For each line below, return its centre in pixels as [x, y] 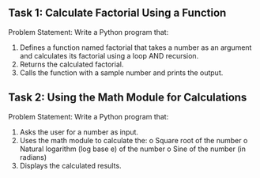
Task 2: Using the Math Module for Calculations [128, 98]
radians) [33, 157]
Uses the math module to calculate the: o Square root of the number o [134, 140]
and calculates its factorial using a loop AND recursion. [109, 55]
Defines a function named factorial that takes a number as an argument [136, 47]
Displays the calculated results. [70, 165]
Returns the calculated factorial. [72, 64]
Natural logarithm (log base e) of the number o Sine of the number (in [133, 149]
